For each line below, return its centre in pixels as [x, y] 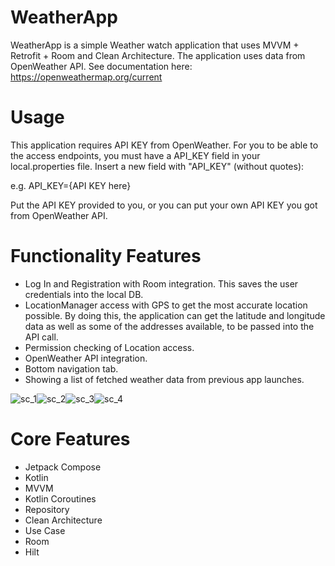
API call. [41, 337]
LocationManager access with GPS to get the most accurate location [166, 305]
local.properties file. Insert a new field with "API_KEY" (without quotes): [157, 166]
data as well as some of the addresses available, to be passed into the [169, 326]
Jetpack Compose [63, 467]
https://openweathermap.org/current [86, 77]
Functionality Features [106, 256]
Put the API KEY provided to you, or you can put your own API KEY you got [164, 205]
